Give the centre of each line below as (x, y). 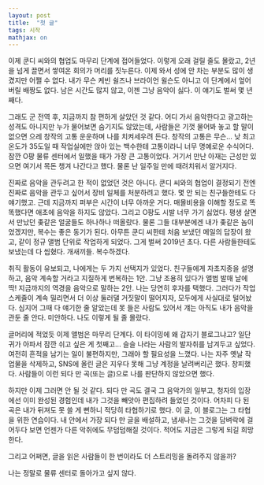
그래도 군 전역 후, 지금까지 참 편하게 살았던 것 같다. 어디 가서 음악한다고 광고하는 (131, 117)
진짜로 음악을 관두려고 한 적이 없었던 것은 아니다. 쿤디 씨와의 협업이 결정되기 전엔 (132, 183)
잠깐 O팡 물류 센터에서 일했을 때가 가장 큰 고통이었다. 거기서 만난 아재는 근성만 (128, 156)
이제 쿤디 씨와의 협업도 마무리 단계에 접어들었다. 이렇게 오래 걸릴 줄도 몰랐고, (126, 61)
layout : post (30, 15)
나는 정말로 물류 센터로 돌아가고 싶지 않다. (72, 473)
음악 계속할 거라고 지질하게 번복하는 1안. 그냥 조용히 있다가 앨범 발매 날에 (136, 278)
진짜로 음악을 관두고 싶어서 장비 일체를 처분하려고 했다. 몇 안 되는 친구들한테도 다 (132, 193)
